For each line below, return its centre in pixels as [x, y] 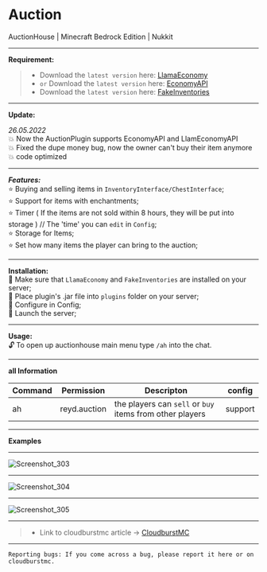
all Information [33, 371]
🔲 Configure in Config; [45, 305]
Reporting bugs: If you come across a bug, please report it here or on [131, 554]
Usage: [21, 336]
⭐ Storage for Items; [41, 233]
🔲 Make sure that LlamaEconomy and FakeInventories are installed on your [128, 279]
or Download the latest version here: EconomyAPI [124, 83]
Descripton [166, 390]
